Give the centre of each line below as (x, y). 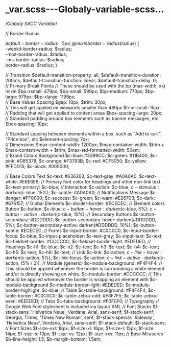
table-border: (19, 295)
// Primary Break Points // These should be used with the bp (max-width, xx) (86, 86)
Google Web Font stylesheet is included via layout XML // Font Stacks (78, 306)
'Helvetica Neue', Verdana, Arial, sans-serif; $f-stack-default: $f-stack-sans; (86, 322)
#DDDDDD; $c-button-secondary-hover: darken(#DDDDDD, (93, 219)
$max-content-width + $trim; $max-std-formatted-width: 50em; (73, 150)
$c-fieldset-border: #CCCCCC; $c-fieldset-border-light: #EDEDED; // (78, 241)
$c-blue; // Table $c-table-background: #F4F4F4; (94, 290)
